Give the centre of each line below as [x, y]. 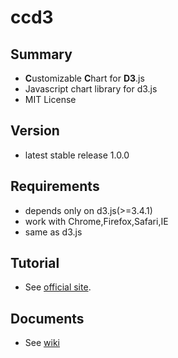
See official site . [58, 287]
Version [35, 131]
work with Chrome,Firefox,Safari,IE [96, 221]
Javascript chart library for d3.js [91, 89]
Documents [47, 318]
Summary [41, 54]
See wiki [42, 343]
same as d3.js [53, 232]
